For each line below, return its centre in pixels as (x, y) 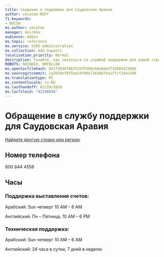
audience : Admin (21, 37)
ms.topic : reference (26, 42)
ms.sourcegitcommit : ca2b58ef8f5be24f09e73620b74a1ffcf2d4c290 (71, 73)
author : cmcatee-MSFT (27, 14)
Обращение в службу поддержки (77, 116)
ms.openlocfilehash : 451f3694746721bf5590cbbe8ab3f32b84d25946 (71, 69)
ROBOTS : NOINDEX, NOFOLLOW (32, 64)
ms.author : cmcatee (25, 28)
